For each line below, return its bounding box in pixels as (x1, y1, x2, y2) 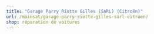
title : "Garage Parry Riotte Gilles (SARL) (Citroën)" (6, 8, 143, 14)
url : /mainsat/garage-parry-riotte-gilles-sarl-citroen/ (6, 14, 149, 20)
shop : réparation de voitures (6, 19, 81, 25)
